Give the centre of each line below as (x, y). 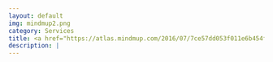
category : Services (41, 31)
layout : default (36, 16)
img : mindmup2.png (39, 23)
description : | (34, 46)
